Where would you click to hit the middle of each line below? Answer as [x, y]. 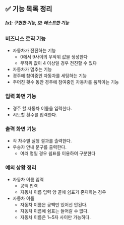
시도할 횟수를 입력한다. [35, 114]
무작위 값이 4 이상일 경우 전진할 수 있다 [58, 63]
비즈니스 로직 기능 [26, 38]
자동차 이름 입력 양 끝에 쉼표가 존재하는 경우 [63, 192]
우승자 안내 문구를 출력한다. [40, 147]
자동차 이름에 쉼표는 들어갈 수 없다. [54, 211]
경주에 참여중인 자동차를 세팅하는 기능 [50, 76]
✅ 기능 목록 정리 [29, 9]
